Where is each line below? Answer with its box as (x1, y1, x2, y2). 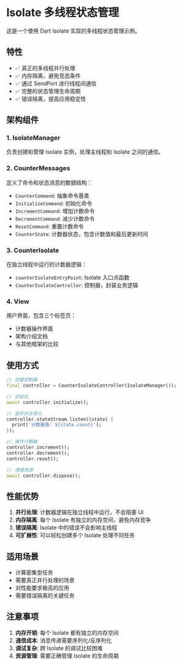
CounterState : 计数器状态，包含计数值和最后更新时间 (15, 230, 148, 237)
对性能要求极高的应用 (15, 584, 69, 592)
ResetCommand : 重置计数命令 (15, 222, 84, 230)
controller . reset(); (6, 455, 59, 462)
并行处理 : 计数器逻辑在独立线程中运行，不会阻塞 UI (15, 508, 144, 516)
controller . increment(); (6, 444, 70, 451)
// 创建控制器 (6, 377, 38, 383)
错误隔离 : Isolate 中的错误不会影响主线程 (15, 524, 118, 532)
